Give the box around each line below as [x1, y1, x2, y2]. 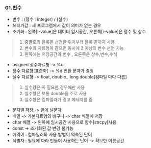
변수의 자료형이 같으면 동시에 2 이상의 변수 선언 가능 [24, 45, 124, 51]
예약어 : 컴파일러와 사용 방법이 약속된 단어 [12, 131, 92, 138]
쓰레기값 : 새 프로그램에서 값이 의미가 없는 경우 [12, 23, 101, 28]
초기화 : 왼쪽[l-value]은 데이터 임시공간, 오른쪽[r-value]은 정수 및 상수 [12, 28, 146, 35]
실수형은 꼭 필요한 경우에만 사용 [24, 84, 85, 90]
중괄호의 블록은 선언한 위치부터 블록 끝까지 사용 [24, 39, 115, 45]
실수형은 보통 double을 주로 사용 [24, 91, 87, 97]
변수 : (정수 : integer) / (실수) [12, 16, 68, 23]
